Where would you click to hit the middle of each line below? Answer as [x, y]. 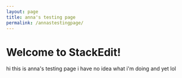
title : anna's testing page [41, 17]
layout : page [22, 12]
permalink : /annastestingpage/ [45, 23]
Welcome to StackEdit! [63, 52]
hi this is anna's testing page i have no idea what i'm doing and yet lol [91, 68]
